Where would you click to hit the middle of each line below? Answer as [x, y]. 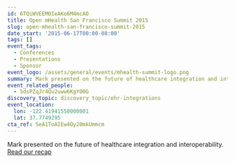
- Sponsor [28, 66]
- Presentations [37, 59]
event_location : [31, 105]
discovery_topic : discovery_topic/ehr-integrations [84, 99]
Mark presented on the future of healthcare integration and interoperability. [115, 144]
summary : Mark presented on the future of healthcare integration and [112, 79]
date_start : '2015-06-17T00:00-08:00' [64, 33]
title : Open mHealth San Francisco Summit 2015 [78, 20]
